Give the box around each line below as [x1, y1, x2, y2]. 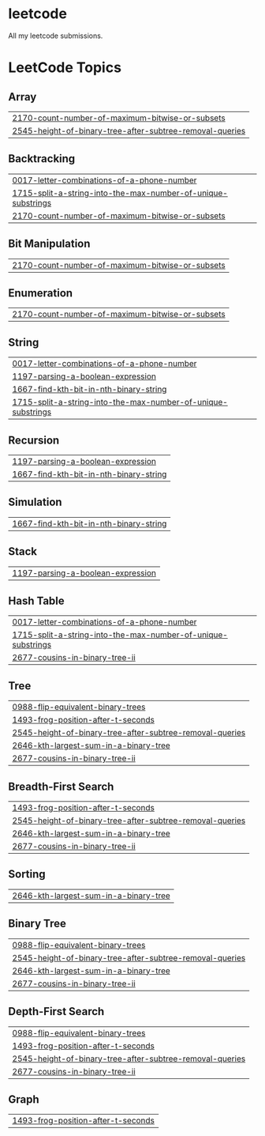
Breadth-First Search [8, 779, 114, 793]
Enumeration [8, 286, 73, 300]
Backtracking [8, 152, 76, 166]
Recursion [8, 433, 60, 447]
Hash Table [8, 594, 65, 608]
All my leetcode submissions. [8, 31, 103, 40]
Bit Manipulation [8, 237, 91, 251]
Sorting [8, 867, 46, 881]
